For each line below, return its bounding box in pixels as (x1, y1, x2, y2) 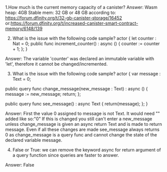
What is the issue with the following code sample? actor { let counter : (12, 35, 156, 41)
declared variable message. (5, 137, 62, 143)
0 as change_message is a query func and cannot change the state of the (5, 132, 157, 137)
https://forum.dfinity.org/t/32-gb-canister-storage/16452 (5, 15, 122, 21)
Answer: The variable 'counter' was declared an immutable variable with (5, 56, 154, 62)
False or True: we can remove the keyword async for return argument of (12, 147, 161, 152)
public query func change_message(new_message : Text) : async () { (5, 86, 148, 92)
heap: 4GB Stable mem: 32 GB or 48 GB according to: (5, 10, 116, 16)
